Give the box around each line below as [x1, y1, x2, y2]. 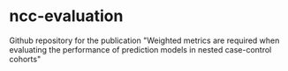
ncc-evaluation [9, 6, 124, 26]
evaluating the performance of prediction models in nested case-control [9, 44, 272, 54]
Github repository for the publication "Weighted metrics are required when [9, 35, 280, 46]
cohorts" [9, 53, 42, 64]
